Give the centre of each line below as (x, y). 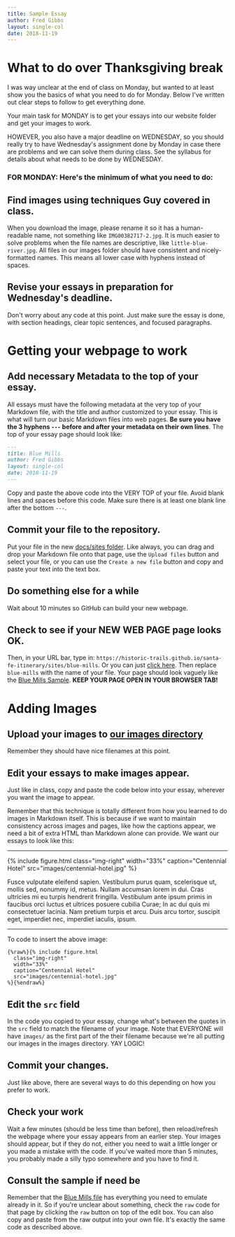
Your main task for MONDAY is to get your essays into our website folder (112, 116)
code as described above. (45, 1227)
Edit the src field (44, 1004)
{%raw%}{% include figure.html (53, 952)
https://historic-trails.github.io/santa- (159, 658)
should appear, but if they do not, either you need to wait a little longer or (113, 1144)
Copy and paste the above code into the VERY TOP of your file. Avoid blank (116, 493)
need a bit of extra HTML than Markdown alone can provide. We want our (113, 833)
